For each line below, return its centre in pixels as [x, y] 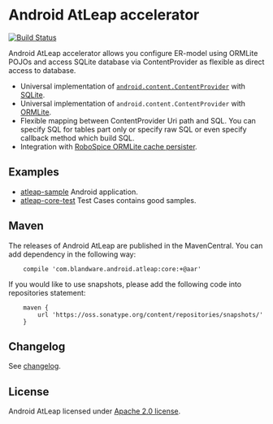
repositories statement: [47, 292]
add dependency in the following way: [72, 254]
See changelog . [35, 366]
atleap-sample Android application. [79, 192]
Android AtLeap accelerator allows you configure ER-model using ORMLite [133, 53]
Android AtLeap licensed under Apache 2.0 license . [95, 411]
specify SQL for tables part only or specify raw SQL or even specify [133, 129]
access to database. [42, 70]
